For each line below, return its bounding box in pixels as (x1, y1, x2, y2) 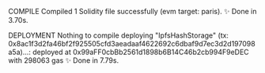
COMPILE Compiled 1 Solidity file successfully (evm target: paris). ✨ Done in (8, 7, 257, 16)
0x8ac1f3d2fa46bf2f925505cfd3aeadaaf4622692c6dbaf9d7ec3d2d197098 (8, 39, 256, 48)
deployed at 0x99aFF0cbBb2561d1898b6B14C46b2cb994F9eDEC (32, 47, 249, 57)
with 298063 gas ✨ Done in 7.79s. (8, 56, 119, 65)
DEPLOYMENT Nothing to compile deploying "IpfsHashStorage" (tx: (8, 31, 229, 40)
